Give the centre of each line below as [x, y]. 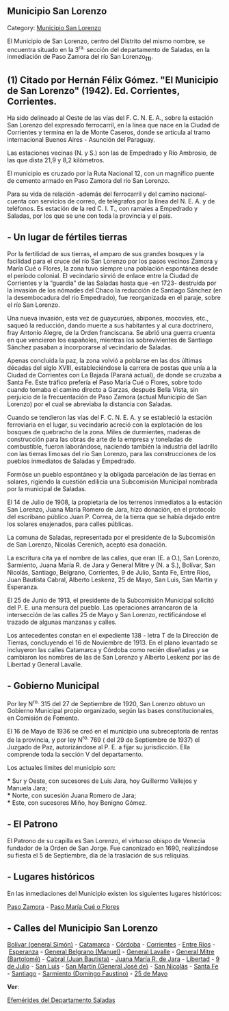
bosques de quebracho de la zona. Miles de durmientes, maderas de [104, 432]
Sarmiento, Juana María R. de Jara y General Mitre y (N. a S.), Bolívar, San [111, 565]
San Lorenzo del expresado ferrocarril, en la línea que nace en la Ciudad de [113, 125]
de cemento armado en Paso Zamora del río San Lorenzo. [88, 181]
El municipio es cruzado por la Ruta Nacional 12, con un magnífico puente [111, 173]
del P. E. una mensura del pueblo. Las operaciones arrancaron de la [103, 607]
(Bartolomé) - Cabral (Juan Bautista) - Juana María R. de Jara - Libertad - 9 [113, 959]
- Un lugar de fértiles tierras [67, 237]
